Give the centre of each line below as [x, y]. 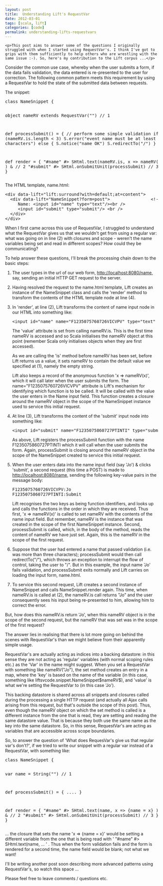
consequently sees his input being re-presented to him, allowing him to [83, 600]
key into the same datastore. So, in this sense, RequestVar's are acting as [78, 726]
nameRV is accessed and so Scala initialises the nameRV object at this [82, 336]
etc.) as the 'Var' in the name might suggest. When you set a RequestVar [78, 664]
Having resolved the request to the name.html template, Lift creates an [82, 287]
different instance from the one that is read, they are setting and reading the [81, 715]
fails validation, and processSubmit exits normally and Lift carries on [80, 570]
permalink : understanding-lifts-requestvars [51, 32]
